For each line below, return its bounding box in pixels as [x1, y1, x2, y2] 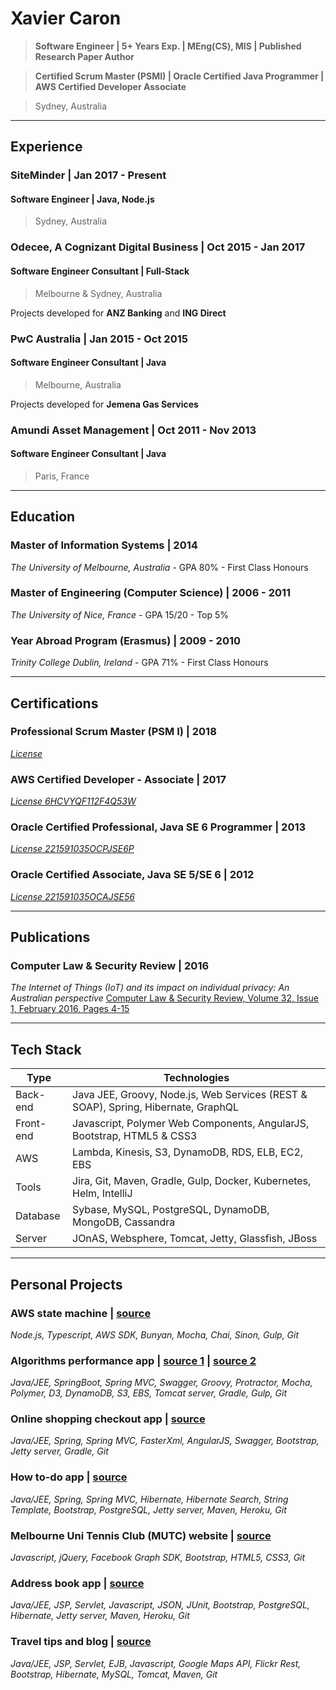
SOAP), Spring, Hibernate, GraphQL [72, 1100, 240, 1114]
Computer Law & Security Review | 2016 [10, 959, 210, 972]
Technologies [163, 1071, 230, 1085]
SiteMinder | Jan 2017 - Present [10, 168, 167, 182]
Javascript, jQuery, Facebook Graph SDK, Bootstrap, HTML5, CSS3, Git [10, 1552, 306, 1564]
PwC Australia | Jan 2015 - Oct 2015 [10, 332, 188, 346]
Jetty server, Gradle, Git [10, 1445, 109, 1457]
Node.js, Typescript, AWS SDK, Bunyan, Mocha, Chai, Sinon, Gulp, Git [10, 1328, 300, 1341]
